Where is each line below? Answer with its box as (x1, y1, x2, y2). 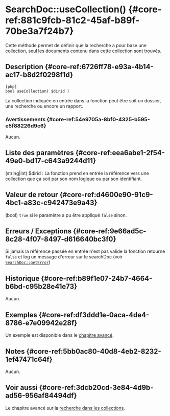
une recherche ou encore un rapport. (5, 103, 83, 109)
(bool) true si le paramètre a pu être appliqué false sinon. (5, 212, 127, 218)
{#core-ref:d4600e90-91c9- (59, 190, 153, 199)
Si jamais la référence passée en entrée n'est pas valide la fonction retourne (5, 248, 165, 254)
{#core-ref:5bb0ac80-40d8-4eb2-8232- (26, 347, 162, 356)
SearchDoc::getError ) (5, 259, 51, 266)
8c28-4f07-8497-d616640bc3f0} (5, 235, 116, 244)
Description (5, 62, 43, 71)
